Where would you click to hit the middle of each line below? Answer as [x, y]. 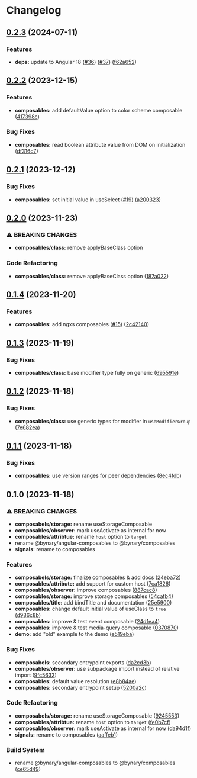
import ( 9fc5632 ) [36, 675]
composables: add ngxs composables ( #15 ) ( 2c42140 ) [82, 324]
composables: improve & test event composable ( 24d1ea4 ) [87, 622]
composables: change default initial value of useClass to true [90, 609]
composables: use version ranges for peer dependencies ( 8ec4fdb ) [98, 476]
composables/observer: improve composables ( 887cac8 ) [86, 590]
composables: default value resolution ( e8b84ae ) [75, 681]
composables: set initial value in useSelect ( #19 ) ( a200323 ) [88, 200]
